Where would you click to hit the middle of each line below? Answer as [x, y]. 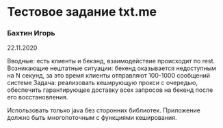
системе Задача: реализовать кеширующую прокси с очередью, [103, 83]
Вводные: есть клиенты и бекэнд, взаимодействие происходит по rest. [111, 61]
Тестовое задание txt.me [82, 12]
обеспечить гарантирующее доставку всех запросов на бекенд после [110, 90]
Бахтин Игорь [31, 33]
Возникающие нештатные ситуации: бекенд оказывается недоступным [112, 68]
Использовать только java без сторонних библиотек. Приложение [104, 110]
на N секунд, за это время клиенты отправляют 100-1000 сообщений [109, 76]
